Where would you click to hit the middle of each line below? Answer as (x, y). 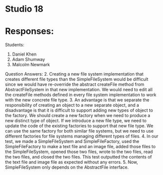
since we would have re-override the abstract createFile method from (75, 84)
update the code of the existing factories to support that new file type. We (79, 126)
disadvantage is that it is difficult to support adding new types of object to (79, 110)
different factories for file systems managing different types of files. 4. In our (82, 136)
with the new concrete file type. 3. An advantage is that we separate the (77, 100)
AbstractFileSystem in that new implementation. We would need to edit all (79, 90)
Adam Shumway (28, 59)
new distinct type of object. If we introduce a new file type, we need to (76, 121)
